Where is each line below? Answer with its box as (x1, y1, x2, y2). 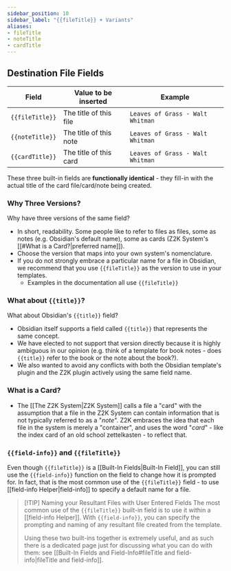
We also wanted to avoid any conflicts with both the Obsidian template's (16, 361, 222, 369)
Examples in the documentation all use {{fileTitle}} (27, 279, 179, 287)
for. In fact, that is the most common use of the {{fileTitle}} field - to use (7, 478, 219, 486)
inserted (78, 96, 108, 106)
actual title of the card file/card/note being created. (7, 181, 153, 189)
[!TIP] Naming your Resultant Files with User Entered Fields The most (23, 499, 221, 506)
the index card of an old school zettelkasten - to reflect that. (16, 431, 188, 439)
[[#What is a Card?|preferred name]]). (16, 242, 125, 250)
